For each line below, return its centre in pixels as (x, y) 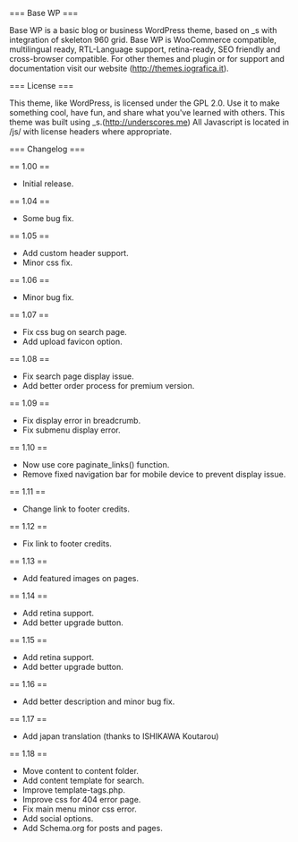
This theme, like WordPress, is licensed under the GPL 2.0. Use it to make (145, 103)
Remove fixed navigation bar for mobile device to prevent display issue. (154, 474)
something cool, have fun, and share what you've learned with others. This (147, 112)
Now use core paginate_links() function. (96, 464)
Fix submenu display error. (71, 430)
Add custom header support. (75, 253)
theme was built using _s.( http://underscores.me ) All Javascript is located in (149, 122)
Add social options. (58, 818)
